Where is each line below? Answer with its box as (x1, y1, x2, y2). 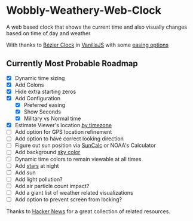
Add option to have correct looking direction (14, 135, 124, 142)
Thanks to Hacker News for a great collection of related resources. (6, 207, 170, 215)
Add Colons (14, 81, 44, 88)
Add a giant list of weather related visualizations (14, 189, 133, 196)
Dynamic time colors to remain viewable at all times (14, 155, 142, 162)
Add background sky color (14, 149, 81, 156)
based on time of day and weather (6, 29, 91, 36)
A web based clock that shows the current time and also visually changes (6, 23, 187, 30)
